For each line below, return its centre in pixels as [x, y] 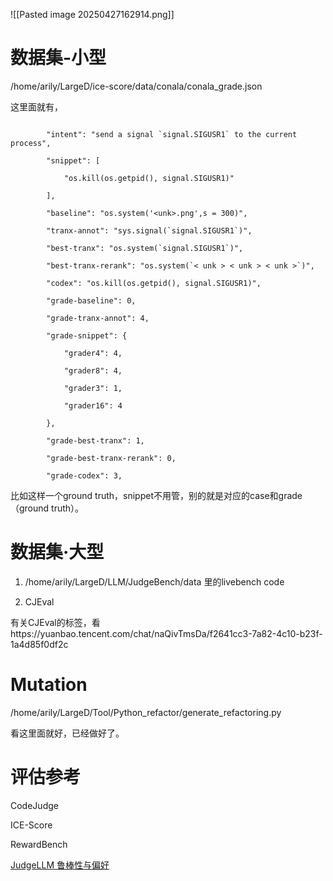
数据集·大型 [57, 552]
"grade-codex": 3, [84, 475]
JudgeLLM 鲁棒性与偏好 [60, 865]
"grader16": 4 [93, 405]
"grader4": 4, [93, 353]
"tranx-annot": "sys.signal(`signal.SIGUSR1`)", [149, 230]
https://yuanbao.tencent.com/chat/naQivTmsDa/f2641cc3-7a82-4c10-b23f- [166, 633]
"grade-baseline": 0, [91, 300]
